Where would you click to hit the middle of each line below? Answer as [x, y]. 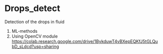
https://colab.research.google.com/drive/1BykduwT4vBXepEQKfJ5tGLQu [85, 41]
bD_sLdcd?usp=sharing [35, 46]
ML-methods [24, 31]
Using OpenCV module [35, 36]
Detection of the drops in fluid [35, 22]
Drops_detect [32, 8]
